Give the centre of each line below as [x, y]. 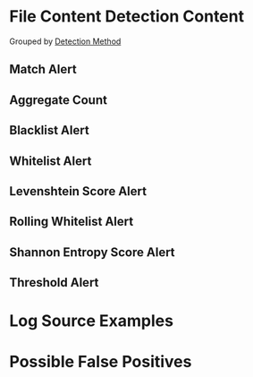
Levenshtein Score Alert [78, 191]
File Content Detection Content [126, 17]
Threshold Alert [54, 283]
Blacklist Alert [49, 130]
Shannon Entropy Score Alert [93, 252]
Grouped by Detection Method [65, 41]
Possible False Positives [101, 362]
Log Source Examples [92, 321]
